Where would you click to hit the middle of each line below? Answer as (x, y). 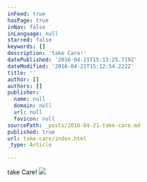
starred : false (30, 40)
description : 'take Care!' (47, 54)
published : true (31, 132)
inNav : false (27, 27)
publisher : (23, 92)
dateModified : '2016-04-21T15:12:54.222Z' (71, 66)
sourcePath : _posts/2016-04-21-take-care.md (74, 125)
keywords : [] (27, 47)
